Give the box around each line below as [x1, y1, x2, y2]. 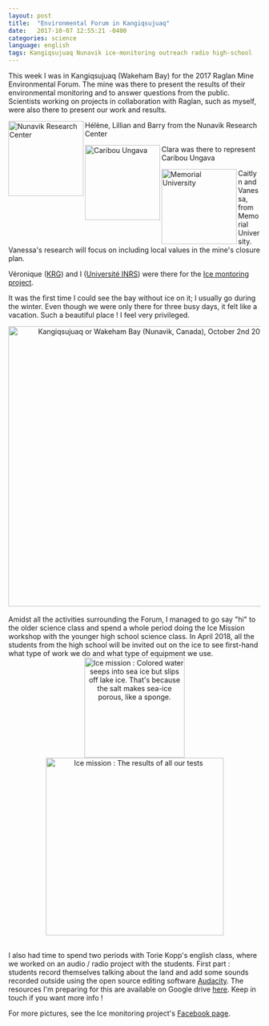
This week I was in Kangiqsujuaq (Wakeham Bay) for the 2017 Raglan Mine [8, 71, 255, 80]
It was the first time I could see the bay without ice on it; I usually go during [8, 293, 256, 303]
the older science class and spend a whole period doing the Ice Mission [8, 623, 246, 633]
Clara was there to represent [161, 145, 256, 154]
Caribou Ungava [161, 153, 215, 163]
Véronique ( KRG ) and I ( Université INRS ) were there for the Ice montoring [8, 269, 250, 279]
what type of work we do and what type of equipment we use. [8, 649, 214, 658]
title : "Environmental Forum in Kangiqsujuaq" [8, 19, 171, 27]
